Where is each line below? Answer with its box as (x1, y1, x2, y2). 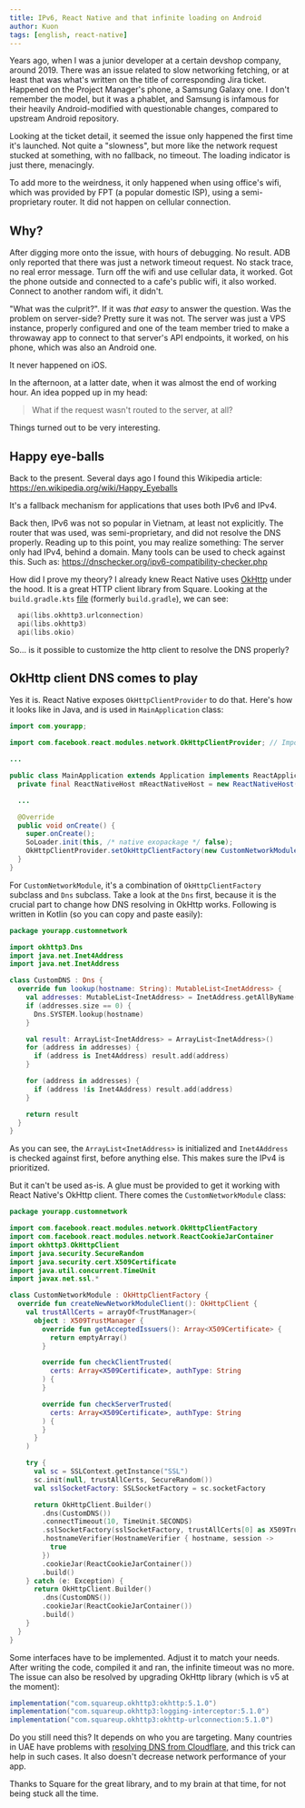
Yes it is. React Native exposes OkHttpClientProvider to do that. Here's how (9, 695, 293, 706)
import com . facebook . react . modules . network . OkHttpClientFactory (9, 1224, 258, 1233)
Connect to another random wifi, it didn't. (9, 286, 163, 296)
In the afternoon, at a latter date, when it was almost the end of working (9, 377, 277, 388)
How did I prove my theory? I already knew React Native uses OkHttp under (9, 574, 292, 585)
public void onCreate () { (17, 820, 116, 830)
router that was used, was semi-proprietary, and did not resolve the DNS (9, 527, 281, 537)
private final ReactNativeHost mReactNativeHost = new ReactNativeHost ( (17, 779, 299, 788)
